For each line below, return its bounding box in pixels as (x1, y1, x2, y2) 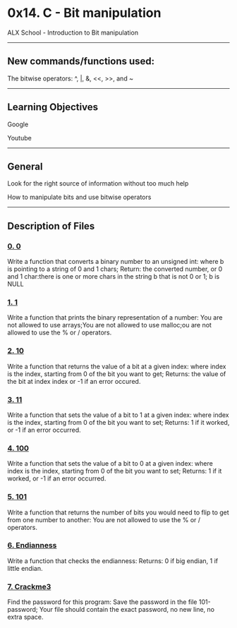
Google (7, 120, 29, 128)
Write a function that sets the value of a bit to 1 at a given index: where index (7, 411, 229, 419)
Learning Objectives (7, 101, 99, 114)
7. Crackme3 (7, 581, 51, 591)
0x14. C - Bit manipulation (7, 5, 162, 21)
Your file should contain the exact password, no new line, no (39, 605, 215, 614)
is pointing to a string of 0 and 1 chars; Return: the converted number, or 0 (7, 265, 223, 273)
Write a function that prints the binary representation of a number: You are (7, 313, 223, 322)
